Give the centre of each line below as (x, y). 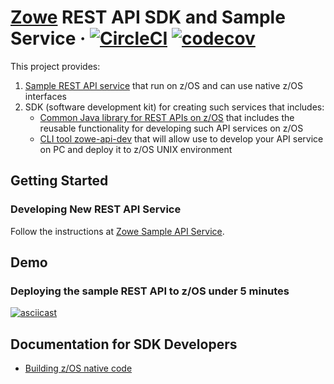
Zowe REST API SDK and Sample (148, 17)
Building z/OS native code (78, 368)
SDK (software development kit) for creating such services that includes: (174, 107)
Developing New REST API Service (96, 209)
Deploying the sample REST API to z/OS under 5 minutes (150, 291)
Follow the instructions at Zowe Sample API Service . (117, 231)
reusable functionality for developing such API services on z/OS (171, 128)
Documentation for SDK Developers (124, 344)
